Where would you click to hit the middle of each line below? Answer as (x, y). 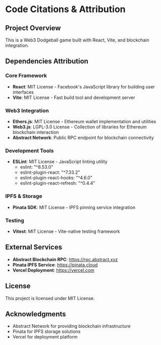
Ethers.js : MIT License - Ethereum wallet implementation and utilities (84, 121)
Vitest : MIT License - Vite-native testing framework (66, 231)
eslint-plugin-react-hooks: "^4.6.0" (56, 178)
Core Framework (26, 76)
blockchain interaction (36, 132)
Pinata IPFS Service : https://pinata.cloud (55, 265)
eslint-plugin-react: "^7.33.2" (50, 172)
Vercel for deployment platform (45, 337)
